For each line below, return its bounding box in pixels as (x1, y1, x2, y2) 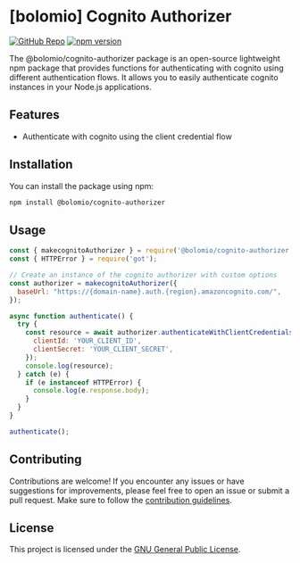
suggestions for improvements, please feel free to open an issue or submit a (9, 484, 290, 496)
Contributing (9, 452, 82, 468)
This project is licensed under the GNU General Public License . (9, 544, 241, 555)
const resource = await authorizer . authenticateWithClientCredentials (25, 328, 294, 337)
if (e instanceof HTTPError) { (25, 377, 142, 387)
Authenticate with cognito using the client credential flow (21, 131, 232, 142)
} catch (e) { (17, 369, 70, 378)
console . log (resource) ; (25, 361, 114, 370)
